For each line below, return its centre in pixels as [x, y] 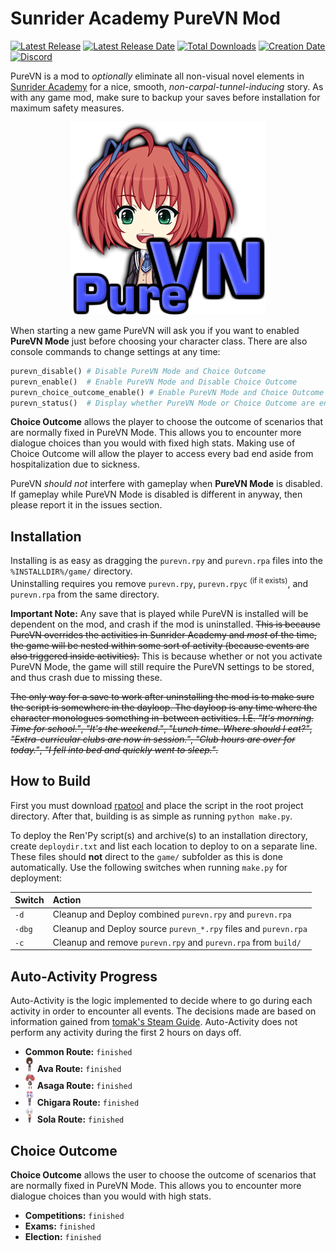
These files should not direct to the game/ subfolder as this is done [146, 856]
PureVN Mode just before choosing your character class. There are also [159, 341]
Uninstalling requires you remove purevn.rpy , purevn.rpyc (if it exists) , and [159, 582]
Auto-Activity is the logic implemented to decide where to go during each [161, 1001]
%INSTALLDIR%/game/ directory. [71, 571]
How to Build [51, 781]
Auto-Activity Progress [84, 976]
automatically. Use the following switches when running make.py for [149, 867]
